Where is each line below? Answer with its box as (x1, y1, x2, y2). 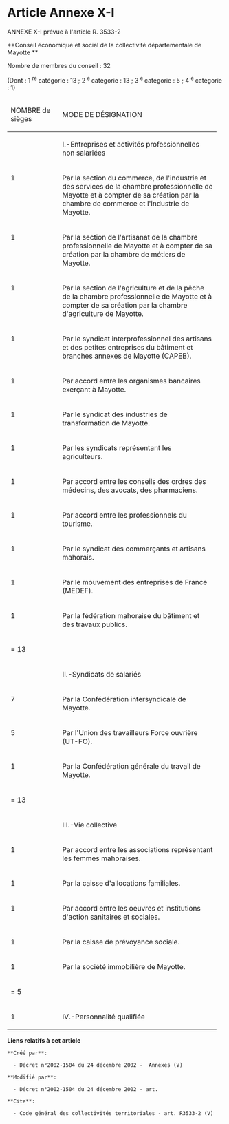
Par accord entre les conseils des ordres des (62, 476, 206, 486)
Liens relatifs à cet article (7, 1036, 81, 1044)
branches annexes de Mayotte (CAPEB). (62, 351, 192, 361)
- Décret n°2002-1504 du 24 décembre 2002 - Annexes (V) (13, 1061, 184, 1068)
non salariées (62, 148, 106, 158)
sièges (10, 114, 32, 123)
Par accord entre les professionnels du (62, 510, 187, 520)
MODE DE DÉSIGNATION (62, 109, 142, 119)
